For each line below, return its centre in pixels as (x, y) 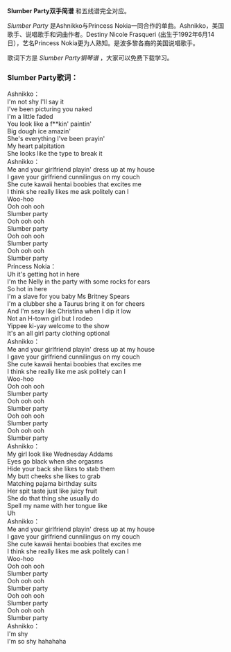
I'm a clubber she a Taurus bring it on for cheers (76, 304)
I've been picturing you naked (50, 109)
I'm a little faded (30, 117)
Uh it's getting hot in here (43, 275)
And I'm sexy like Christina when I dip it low (69, 311)
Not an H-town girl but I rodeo (50, 318)
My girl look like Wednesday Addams (60, 454)
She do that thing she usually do (53, 498)
